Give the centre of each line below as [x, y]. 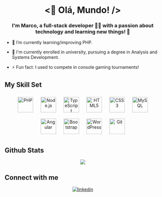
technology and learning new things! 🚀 [83, 32]
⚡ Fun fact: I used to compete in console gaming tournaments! [75, 67]
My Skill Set [23, 84]
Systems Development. [35, 57]
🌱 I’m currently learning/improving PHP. [52, 43]
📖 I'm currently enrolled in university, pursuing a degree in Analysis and [84, 52]
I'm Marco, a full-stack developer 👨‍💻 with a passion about [83, 26]
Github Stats [24, 150]
